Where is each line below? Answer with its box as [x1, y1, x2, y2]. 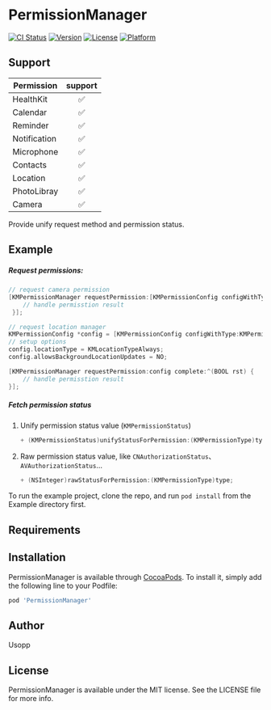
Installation [8, 551, 66, 564]
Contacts [12, 159, 47, 171]
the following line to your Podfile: [8, 581, 119, 590]
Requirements [8, 523, 81, 537]
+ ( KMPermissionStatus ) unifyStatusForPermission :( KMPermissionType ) [19, 436, 256, 444]
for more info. [8, 694, 54, 704]
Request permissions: [8, 265, 84, 275]
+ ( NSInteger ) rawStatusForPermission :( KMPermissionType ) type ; [19, 476, 234, 484]
